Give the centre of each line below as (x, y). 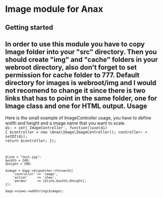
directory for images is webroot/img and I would (81, 83)
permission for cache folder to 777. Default (72, 75)
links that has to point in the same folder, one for (81, 98)
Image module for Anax (54, 9)
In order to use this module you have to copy (75, 44)
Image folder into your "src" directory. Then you (81, 52)
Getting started (29, 27)
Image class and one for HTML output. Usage (76, 106)
